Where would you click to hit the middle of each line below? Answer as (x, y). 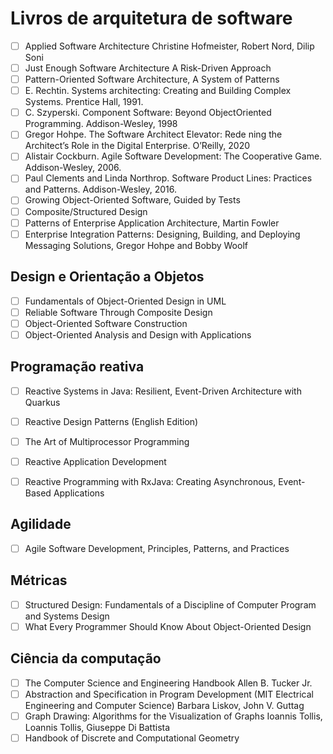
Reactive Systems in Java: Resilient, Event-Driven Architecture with (163, 391)
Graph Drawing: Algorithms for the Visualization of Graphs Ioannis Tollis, (173, 716)
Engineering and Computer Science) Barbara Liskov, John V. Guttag (164, 705)
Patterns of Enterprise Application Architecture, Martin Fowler (152, 223)
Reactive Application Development (95, 461)
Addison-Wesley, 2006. (73, 168)
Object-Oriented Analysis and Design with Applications (138, 334)
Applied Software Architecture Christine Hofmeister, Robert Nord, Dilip (169, 46)
